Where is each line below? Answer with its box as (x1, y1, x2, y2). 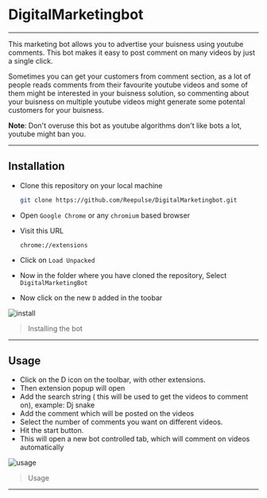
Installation (8, 160, 65, 173)
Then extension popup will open (19, 384, 126, 393)
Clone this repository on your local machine (19, 180, 163, 190)
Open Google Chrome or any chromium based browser (19, 210, 191, 220)
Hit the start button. (19, 426, 84, 435)
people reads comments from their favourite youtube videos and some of (8, 79, 248, 89)
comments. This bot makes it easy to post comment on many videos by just (8, 48, 256, 57)
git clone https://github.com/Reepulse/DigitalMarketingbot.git (19, 196, 238, 204)
